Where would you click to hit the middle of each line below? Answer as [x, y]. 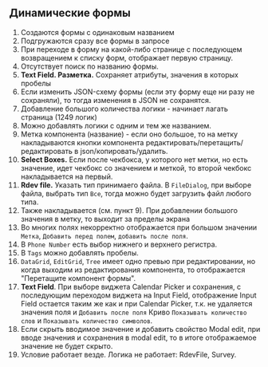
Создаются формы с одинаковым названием [97, 32]
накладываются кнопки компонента [82, 142]
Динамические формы [70, 13]
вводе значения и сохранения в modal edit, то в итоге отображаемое [139, 337]
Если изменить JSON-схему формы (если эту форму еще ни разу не [138, 92]
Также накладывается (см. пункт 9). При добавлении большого [129, 210]
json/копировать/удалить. [124, 151]
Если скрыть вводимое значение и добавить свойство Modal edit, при [140, 329]
